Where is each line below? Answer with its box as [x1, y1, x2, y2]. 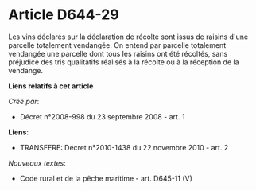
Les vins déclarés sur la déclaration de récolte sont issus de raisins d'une [8, 32, 249, 41]
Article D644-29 [8, 6, 119, 24]
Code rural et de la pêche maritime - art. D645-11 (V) [19, 173, 193, 183]
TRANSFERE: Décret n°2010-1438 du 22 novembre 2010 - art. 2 [19, 142, 229, 152]
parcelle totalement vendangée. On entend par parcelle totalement [8, 40, 227, 49]
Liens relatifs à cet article [8, 81, 94, 91]
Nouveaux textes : [8, 158, 66, 168]
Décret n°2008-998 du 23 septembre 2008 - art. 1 [19, 111, 185, 121]
